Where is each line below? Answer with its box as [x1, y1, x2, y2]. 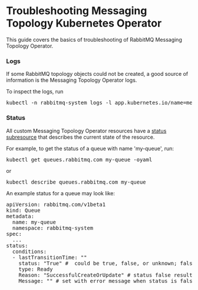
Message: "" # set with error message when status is [18, 278, 177, 284]
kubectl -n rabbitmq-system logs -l [6, 99, 112, 106]
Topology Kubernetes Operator [6, 16, 162, 30]
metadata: [6, 213, 34, 219]
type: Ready [18, 266, 53, 272]
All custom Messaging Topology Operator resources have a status [6, 127, 167, 134]
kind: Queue [6, 207, 41, 214]
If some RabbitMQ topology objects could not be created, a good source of [6, 71, 189, 78]
